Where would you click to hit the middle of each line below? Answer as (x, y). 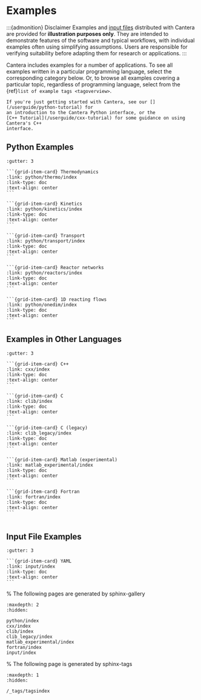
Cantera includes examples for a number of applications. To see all (90, 65)
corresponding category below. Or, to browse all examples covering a (93, 78)
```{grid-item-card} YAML (39, 561)
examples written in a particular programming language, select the (89, 71)
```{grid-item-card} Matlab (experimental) (62, 459)
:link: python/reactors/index (44, 273)
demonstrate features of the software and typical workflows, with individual (100, 40)
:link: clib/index (29, 401)
